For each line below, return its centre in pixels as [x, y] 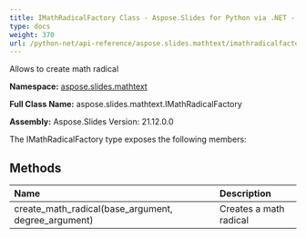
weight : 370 [32, 35]
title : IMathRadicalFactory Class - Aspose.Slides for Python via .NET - [153, 18]
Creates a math [252, 209]
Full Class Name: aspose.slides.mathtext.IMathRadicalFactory [126, 104]
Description [245, 193]
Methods [36, 168]
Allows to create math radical [64, 69]
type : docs [30, 26]
